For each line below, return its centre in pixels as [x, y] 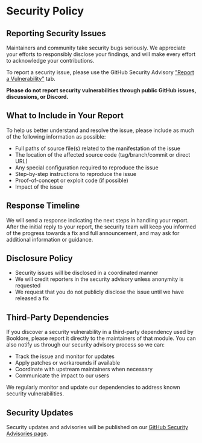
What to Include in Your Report [65, 116]
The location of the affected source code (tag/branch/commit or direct [103, 154]
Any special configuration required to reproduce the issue [87, 168]
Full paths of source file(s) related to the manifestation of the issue [98, 148]
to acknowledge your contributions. [50, 61]
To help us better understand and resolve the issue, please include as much [100, 130]
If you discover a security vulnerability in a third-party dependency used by [100, 332]
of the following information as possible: [56, 136]
